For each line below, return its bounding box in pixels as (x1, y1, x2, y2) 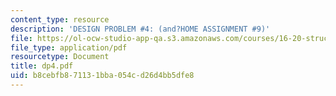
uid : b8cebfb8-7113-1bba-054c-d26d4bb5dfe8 (10, 71, 195, 81)
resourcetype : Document (10, 52, 110, 62)
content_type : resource (10, 14, 110, 25)
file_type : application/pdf (10, 42, 128, 53)
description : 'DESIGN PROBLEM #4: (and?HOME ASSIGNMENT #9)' (10, 24, 271, 34)
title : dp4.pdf (10, 61, 74, 71)
